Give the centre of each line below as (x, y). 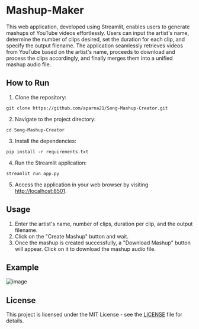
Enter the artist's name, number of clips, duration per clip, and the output (104, 224)
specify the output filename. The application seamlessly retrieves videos (95, 46)
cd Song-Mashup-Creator (36, 130)
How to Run (28, 83)
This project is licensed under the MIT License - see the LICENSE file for (94, 315)
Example (23, 267)
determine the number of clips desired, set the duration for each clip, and (96, 39)
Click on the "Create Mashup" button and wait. (72, 236)
